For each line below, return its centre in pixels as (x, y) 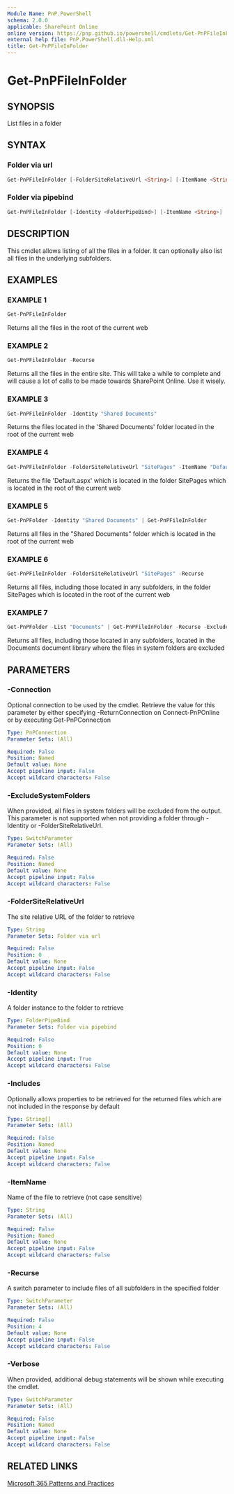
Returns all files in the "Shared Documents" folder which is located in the (111, 534)
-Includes (24, 1084)
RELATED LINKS (42, 1466)
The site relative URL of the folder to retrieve (71, 917)
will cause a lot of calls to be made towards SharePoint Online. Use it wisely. (117, 381)
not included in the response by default (63, 1106)
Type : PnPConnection (37, 732)
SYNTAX (27, 145)
